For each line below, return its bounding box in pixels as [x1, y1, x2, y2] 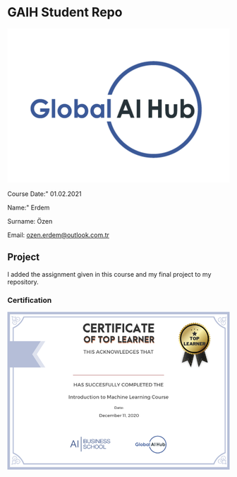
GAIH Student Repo [7, 4, 123, 21]
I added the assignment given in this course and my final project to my [7, 270, 212, 278]
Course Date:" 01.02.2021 [7, 189, 82, 198]
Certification [7, 295, 52, 305]
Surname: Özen [7, 217, 53, 225]
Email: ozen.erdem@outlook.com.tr [7, 231, 109, 239]
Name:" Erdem [7, 203, 50, 212]
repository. [7, 277, 39, 286]
